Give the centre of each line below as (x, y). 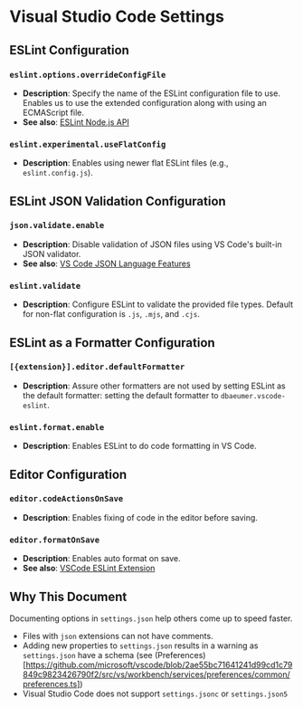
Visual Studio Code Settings (117, 17)
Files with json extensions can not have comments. (118, 636)
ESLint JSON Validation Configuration (118, 201)
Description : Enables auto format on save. (101, 559)
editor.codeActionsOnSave (66, 499)
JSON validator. (52, 254)
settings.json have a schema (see (87, 655)
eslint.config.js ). (57, 173)
